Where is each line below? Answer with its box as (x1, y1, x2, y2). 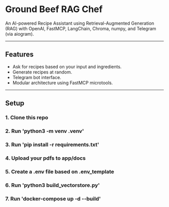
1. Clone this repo (5, 114, 49, 121)
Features (5, 50, 34, 59)
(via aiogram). (5, 31, 34, 37)
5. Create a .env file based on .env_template (5, 168, 115, 175)
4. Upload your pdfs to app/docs (5, 155, 86, 162)
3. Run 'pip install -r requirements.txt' (5, 141, 100, 148)
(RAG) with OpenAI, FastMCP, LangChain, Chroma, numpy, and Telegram (5, 25, 156, 31)
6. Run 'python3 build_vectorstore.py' (5, 181, 100, 188)
